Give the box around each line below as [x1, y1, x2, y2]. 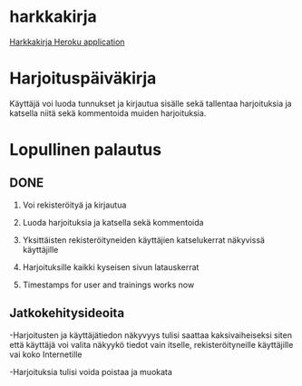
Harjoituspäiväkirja [9, 68, 157, 89]
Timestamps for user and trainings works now [22, 279, 195, 290]
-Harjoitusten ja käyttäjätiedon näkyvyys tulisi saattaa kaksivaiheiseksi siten [9, 329, 293, 341]
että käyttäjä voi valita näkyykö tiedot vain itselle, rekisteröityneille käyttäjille [9, 339, 294, 350]
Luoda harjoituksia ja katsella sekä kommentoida [22, 217, 204, 227]
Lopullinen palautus [9, 140, 161, 160]
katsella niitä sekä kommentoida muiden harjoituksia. [9, 107, 207, 119]
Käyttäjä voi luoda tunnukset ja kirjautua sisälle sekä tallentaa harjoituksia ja [9, 98, 292, 109]
